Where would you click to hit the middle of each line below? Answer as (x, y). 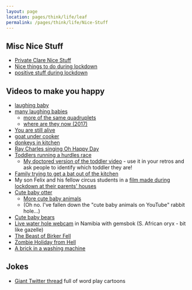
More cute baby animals (52, 199)
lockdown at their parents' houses (55, 186)
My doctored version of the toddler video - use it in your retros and (104, 161)
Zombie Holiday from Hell (45, 242)
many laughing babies (41, 111)
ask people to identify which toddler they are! (78, 167)
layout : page (22, 11)
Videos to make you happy (55, 91)
